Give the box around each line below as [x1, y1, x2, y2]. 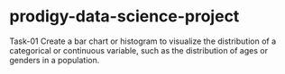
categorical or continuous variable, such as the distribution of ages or [9, 45, 269, 55]
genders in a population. [9, 54, 100, 65]
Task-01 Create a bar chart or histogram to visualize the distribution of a [9, 36, 277, 46]
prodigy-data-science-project [9, 6, 240, 27]
